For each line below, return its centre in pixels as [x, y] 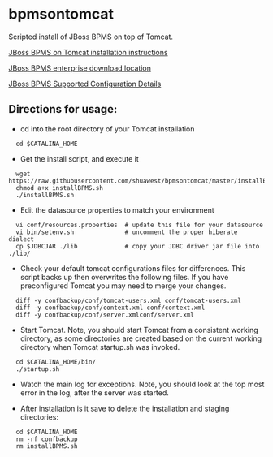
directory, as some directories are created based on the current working [141, 338]
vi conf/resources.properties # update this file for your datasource [140, 225]
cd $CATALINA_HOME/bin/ [56, 362]
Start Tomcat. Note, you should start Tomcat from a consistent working [139, 330]
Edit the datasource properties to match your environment [117, 210]
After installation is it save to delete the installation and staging [125, 408]
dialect [22, 239]
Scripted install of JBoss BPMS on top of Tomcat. [91, 37]
